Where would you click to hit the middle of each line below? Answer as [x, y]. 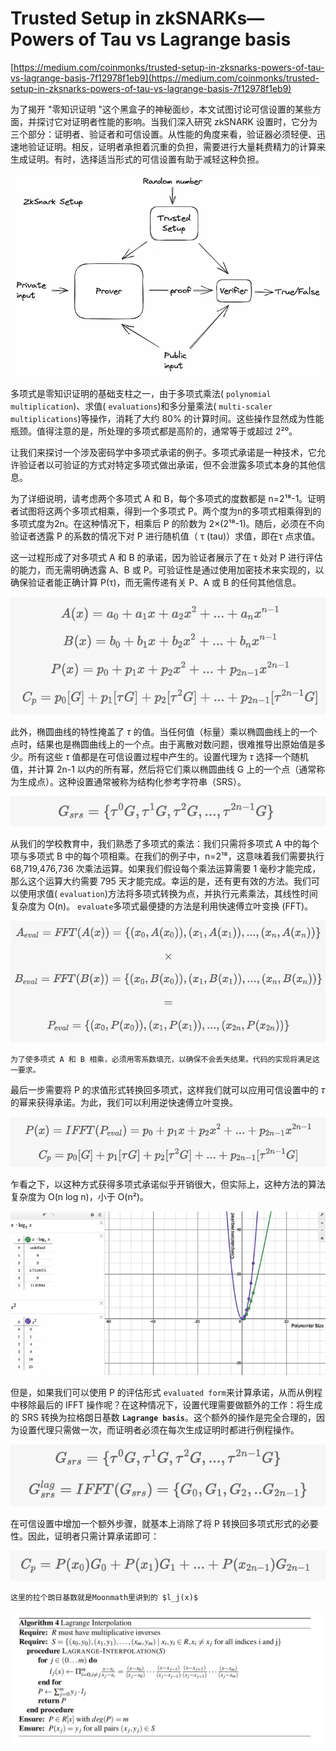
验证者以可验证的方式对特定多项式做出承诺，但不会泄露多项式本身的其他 [167, 465]
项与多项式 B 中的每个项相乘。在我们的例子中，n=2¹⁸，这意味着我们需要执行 [167, 856]
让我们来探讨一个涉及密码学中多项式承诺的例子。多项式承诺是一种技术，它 [163, 453]
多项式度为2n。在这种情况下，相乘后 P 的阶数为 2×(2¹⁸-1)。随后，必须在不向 [167, 524]
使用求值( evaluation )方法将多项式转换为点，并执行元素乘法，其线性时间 [168, 893]
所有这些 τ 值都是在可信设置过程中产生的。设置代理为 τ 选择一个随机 [168, 757]
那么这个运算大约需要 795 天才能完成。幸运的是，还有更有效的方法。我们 [161, 881]
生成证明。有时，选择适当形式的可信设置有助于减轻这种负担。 [137, 159]
